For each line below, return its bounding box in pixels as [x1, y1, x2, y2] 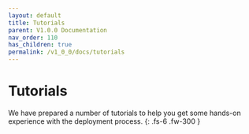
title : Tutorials [8, 19, 65, 27]
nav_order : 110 [8, 33, 58, 42]
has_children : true [8, 41, 72, 49]
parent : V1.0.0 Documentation [8, 26, 108, 34]
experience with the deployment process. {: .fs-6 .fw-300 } [8, 116, 201, 126]
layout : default [8, 11, 61, 20]
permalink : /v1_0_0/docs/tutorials [8, 48, 125, 56]
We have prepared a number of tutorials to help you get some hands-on [8, 108, 242, 117]
